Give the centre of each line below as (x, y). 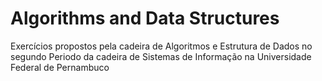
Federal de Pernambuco (60, 67)
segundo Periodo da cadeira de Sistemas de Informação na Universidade (161, 56)
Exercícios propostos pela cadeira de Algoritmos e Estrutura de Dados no (161, 46)
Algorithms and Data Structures (145, 18)
